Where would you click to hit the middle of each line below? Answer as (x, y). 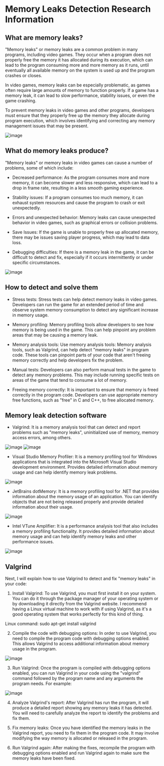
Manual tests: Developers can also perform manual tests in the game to (84, 369)
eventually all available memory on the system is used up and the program (80, 70)
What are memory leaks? (44, 38)
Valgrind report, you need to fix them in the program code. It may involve (85, 733)
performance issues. (33, 542)
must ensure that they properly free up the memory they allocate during (78, 115)
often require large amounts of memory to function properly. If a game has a (82, 90)
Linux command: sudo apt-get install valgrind (51, 624)
